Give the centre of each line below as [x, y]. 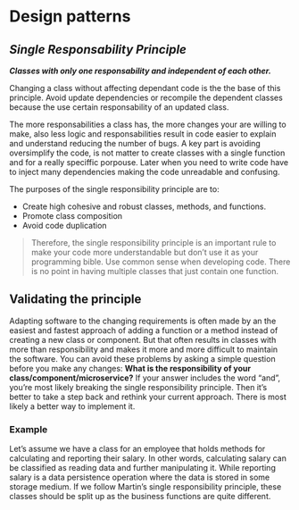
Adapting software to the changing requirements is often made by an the [143, 321]
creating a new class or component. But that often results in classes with [143, 339]
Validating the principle [75, 300]
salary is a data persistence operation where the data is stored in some [140, 477]
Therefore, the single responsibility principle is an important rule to [154, 242]
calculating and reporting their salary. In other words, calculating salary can [148, 458]
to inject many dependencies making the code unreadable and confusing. [145, 172]
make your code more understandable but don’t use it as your [145, 252]
